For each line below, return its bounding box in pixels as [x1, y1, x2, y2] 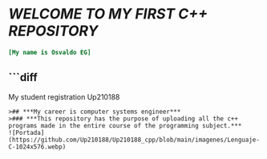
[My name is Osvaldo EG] [8, 48, 91, 56]
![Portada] [8, 128, 45, 137]
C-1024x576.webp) [8, 142, 67, 151]
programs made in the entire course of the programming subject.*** [8, 121, 242, 129]
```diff [8, 71, 38, 84]
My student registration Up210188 [8, 92, 120, 101]
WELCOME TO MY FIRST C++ [8, 5, 208, 23]
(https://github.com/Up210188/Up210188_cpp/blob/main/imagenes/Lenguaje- [8, 136, 261, 144]
